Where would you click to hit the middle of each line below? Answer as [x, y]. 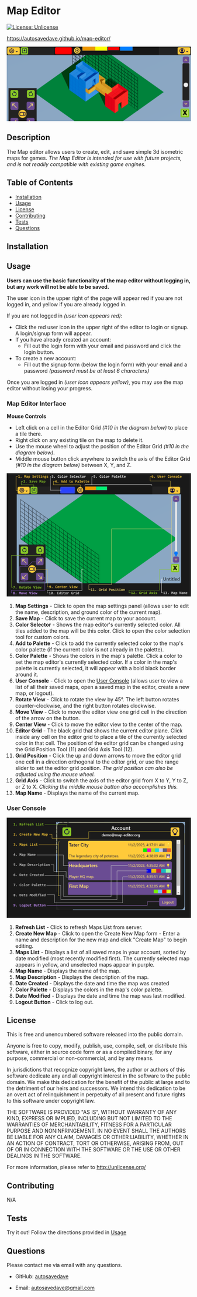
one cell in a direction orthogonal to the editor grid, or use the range [97, 762]
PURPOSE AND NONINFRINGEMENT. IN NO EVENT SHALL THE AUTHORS [96, 1131]
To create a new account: [46, 358]
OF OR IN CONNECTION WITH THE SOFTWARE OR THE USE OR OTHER [94, 1150]
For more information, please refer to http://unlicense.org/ [76, 1167]
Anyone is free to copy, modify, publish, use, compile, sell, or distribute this [97, 1046]
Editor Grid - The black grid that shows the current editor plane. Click [99, 730]
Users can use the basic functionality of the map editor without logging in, [98, 281]
